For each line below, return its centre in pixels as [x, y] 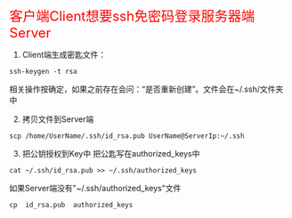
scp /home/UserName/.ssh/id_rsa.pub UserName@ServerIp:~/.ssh [127, 136]
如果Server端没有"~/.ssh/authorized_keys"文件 [95, 188]
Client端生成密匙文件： [64, 55]
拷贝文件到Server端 [58, 119]
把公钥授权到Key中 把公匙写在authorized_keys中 [111, 153]
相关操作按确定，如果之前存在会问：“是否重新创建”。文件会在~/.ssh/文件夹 [146, 89]
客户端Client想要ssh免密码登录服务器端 [132, 16]
